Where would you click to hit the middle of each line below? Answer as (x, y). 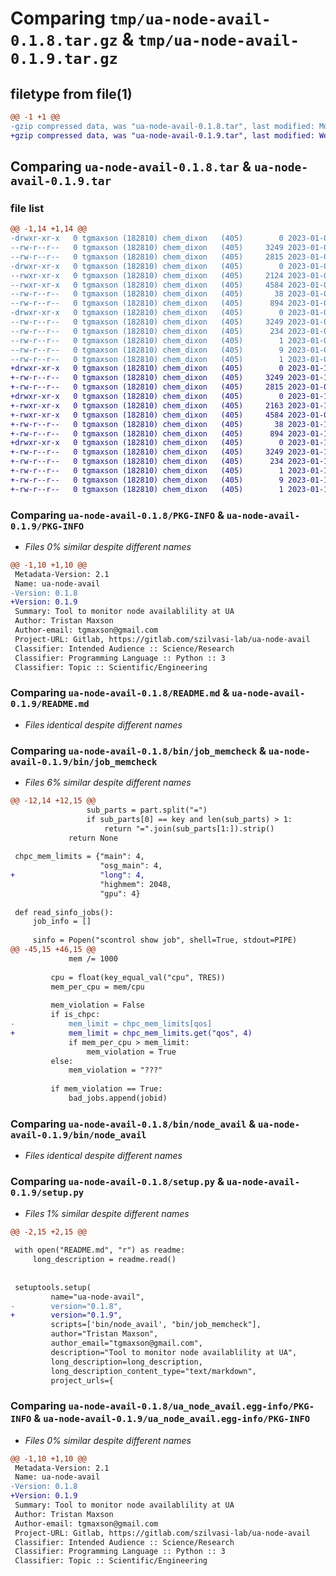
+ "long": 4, (77, 875)
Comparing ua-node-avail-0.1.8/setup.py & (117, 1182)
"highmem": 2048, (135, 884)
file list (27, 208)
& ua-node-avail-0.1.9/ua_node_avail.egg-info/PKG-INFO (172, 1419)
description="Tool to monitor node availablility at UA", (174, 1352)
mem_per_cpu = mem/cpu (97, 987)
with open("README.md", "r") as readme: (100, 1250)
